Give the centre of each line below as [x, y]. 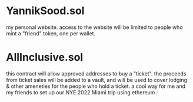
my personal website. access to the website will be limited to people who [95, 27]
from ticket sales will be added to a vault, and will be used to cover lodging [96, 80]
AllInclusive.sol [45, 57]
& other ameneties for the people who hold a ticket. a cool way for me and [96, 86]
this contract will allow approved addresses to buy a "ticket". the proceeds [96, 73]
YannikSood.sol [45, 11]
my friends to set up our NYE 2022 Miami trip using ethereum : [82, 92]
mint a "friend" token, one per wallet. [51, 33]
